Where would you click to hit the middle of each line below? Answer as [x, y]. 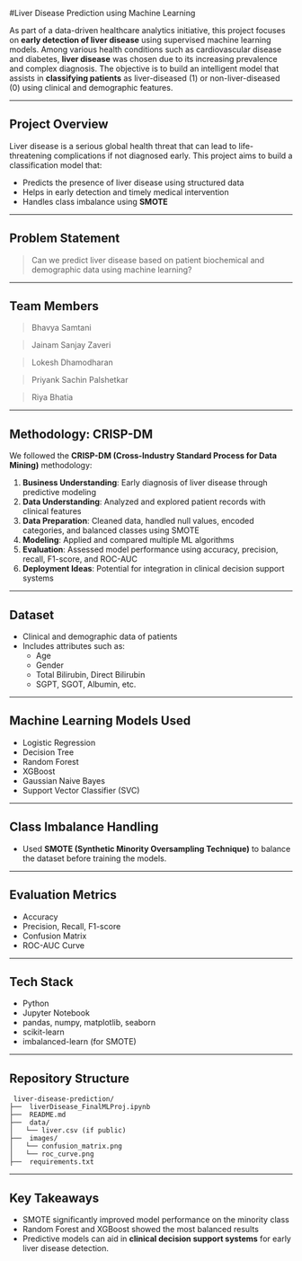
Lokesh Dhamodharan [72, 362]
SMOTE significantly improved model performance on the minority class [155, 1219]
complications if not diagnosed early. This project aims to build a [173, 155]
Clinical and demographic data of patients [100, 636]
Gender [50, 665]
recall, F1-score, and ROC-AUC [80, 559]
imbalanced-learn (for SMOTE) [79, 1042]
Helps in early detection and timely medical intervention [125, 191]
